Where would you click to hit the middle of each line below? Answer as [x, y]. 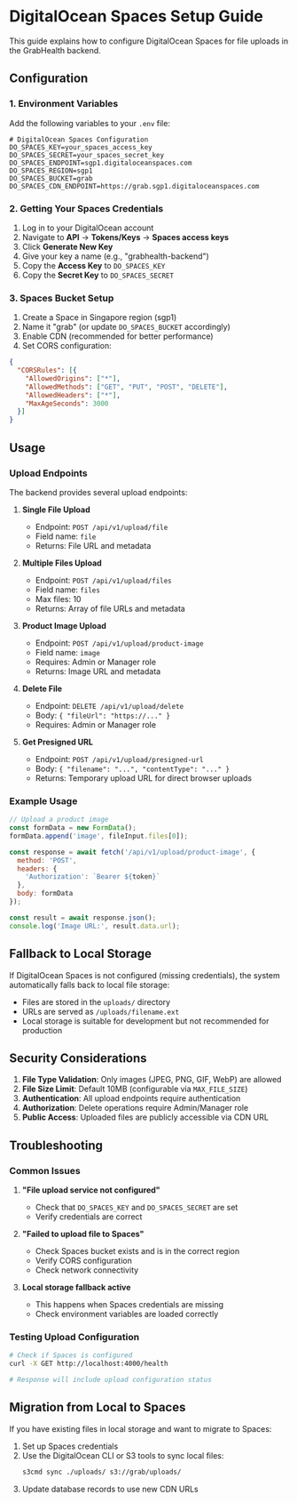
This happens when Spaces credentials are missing [129, 1305]
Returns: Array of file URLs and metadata [110, 608]
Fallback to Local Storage [81, 954]
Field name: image [67, 652]
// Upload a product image [59, 820]
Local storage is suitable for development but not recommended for [145, 1021]
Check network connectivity [87, 1270]
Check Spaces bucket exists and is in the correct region [137, 1251]
